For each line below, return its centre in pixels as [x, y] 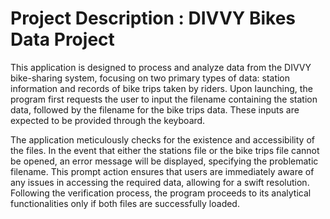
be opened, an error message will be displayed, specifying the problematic [164, 161]
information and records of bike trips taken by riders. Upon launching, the [161, 88]
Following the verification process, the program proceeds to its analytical [161, 193]
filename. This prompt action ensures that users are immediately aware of [162, 171]
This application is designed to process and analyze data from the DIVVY [161, 67]
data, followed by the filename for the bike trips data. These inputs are [155, 109]
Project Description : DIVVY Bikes [153, 18]
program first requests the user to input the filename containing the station [164, 99]
